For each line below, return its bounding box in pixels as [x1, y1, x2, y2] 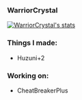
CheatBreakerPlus [16, 86, 68, 95]
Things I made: [7, 38, 58, 48]
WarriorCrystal [7, 5, 58, 15]
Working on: [7, 71, 49, 80]
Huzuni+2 [16, 53, 45, 62]
